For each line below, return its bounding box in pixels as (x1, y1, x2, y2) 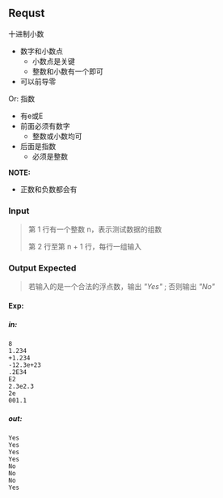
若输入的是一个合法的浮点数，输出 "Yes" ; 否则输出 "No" (27, 282, 216, 292)
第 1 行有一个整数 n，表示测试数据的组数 (27, 224, 162, 234)
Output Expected (8, 262, 77, 274)
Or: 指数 (8, 93, 35, 104)
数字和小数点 (19, 46, 63, 56)
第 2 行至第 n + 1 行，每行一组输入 (27, 242, 142, 252)
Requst (8, 6, 45, 20)
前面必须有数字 (19, 121, 70, 130)
